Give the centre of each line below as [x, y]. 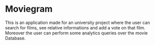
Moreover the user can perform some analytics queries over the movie [77, 33]
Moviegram [29, 9]
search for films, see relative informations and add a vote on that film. [75, 27]
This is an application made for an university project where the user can [78, 22]
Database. [15, 38]
